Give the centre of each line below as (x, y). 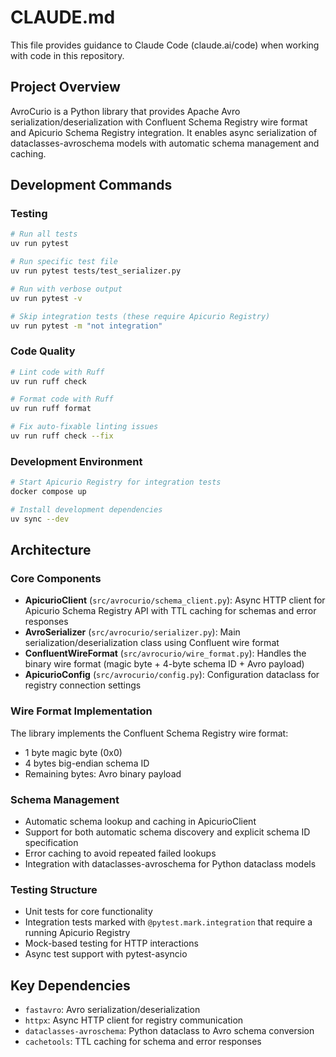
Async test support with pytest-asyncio (106, 954)
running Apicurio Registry (77, 933)
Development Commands (91, 185)
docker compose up (48, 492)
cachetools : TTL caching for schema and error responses (143, 1042)
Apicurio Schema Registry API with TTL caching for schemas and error (170, 611)
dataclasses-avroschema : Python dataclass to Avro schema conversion (169, 1031)
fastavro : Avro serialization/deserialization (112, 1010)
